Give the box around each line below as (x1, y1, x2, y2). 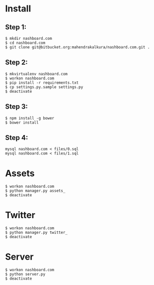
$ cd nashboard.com (5, 40, 46, 45)
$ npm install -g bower (5, 116, 55, 121)
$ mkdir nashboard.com (5, 36, 52, 41)
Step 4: (5, 134, 28, 142)
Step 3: (5, 103, 28, 111)
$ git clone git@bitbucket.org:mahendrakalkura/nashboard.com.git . (5, 45, 150, 50)
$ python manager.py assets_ (5, 188, 66, 193)
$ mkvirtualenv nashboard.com (5, 71, 68, 76)
